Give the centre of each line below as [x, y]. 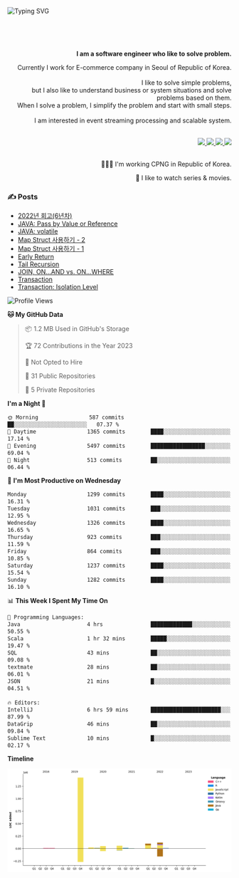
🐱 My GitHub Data [36, 315]
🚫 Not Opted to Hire [54, 362]
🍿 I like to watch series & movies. [184, 178]
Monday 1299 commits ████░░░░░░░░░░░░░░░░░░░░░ [119, 495]
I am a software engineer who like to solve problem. [154, 54]
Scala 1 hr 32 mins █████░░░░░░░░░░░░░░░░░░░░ [119, 639]
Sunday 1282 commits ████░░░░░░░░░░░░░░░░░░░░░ [119, 580]
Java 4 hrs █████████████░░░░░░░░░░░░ [119, 624]
